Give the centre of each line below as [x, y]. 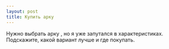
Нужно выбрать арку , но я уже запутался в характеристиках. [85, 33]
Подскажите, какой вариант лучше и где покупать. [70, 40]
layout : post [22, 11]
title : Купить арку [30, 17]
